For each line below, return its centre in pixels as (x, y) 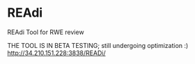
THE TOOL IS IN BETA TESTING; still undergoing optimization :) (98, 45)
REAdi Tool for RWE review (46, 32)
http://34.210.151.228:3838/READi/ (56, 53)
